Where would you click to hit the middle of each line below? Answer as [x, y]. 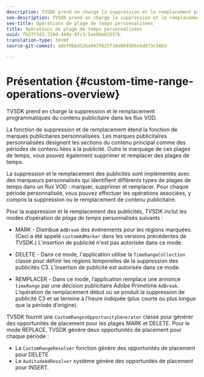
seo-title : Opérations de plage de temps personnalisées [80, 23]
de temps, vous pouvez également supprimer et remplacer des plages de [98, 155]
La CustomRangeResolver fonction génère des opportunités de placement [105, 348]
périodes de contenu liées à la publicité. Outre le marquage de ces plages [98, 149]
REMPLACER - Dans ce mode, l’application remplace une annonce [98, 279]
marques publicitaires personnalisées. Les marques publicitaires [87, 136]
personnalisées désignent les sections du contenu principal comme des [96, 142]
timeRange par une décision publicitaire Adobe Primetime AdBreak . [97, 285]
